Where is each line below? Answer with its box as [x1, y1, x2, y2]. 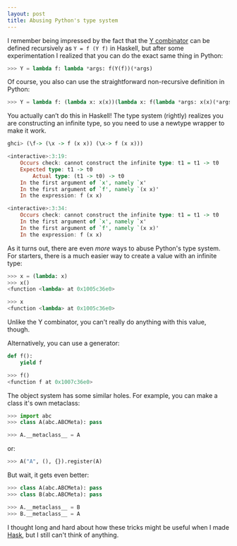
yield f [20, 359, 42, 366]
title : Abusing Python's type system [7, 17, 119, 24]
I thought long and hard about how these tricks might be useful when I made [7, 523, 229, 531]
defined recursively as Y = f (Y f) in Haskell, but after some [7, 44, 185, 52]
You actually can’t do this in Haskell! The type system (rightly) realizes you [7, 111, 224, 120]
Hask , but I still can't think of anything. [7, 530, 119, 539]
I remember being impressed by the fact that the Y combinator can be [7, 36, 210, 44]
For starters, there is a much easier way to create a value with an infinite [7, 251, 217, 260]
